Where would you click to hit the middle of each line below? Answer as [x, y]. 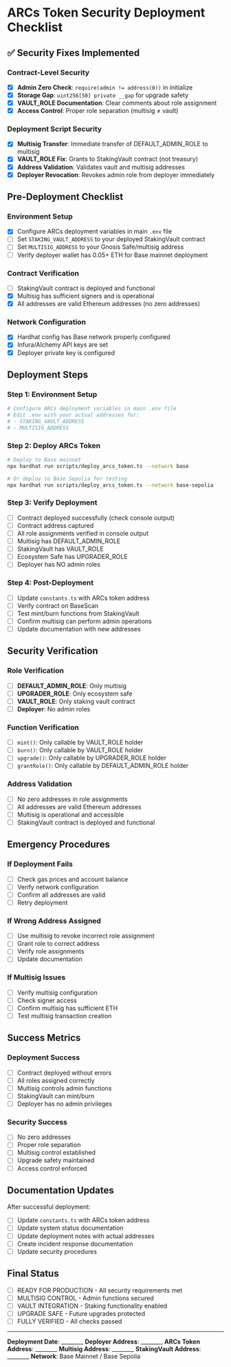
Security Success [37, 1122]
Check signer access [47, 1000]
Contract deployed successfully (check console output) [96, 518]
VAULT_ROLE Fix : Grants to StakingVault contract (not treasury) [107, 159]
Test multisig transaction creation [64, 1015]
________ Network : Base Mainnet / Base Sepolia [74, 1356]
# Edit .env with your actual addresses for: [73, 415]
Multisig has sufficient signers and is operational [86, 296]
